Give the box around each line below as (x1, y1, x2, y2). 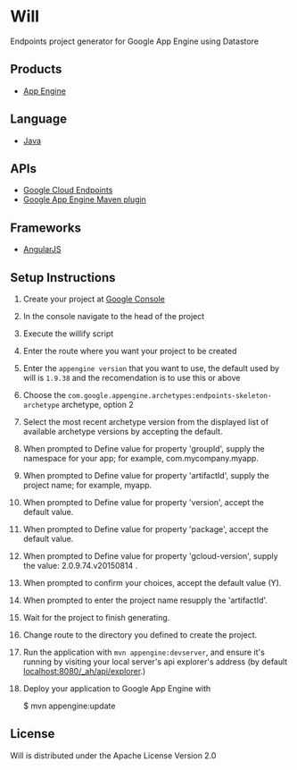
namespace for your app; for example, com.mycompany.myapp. (22, 453, 260, 463)
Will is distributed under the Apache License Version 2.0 (10, 749, 217, 761)
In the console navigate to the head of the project (22, 311, 205, 321)
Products (10, 62, 62, 77)
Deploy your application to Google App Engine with (22, 683, 211, 694)
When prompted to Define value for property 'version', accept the (22, 497, 264, 507)
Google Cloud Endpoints (22, 185, 113, 196)
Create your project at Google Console (22, 293, 166, 304)
